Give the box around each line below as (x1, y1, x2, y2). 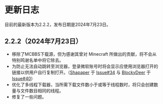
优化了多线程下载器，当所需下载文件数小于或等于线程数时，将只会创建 (11, 82, 154, 87)
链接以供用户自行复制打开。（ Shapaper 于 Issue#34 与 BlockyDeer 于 (11, 69, 151, 75)
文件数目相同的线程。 (20, 87, 64, 93)
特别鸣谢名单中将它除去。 (11, 57, 64, 63)
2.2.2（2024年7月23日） (4, 37, 82, 45)
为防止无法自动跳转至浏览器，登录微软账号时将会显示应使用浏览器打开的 (11, 63, 158, 69)
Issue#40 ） (11, 75, 35, 81)
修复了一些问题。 (11, 94, 47, 100)
